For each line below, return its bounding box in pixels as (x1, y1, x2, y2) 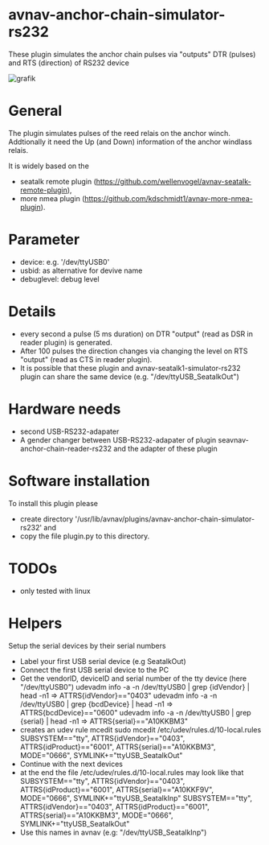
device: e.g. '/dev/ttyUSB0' (19, 257, 110, 266)
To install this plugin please (8, 498, 99, 508)
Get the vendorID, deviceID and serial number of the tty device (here (19, 674, 247, 683)
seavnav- (218, 435, 249, 444)
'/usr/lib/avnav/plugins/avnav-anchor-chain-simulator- (75, 513, 255, 524)
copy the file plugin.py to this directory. (19, 531, 150, 541)
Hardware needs (8, 400, 121, 418)
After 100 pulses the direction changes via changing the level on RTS (19, 346, 248, 356)
